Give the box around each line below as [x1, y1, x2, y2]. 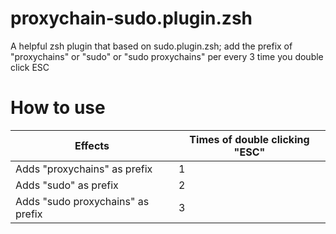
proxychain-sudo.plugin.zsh [10, 7, 253, 30]
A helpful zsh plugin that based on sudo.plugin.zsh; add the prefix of [10, 40, 293, 52]
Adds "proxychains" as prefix [15, 162, 153, 176]
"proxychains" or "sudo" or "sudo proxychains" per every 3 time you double [10, 50, 324, 62]
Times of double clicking [189, 132, 310, 146]
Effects [74, 138, 110, 152]
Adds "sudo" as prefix [15, 178, 119, 192]
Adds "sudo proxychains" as [15, 194, 150, 208]
